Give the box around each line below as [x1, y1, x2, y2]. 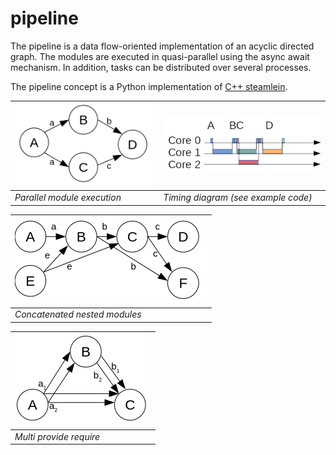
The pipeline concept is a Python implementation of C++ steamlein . [10, 80, 288, 92]
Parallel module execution [14, 192, 122, 204]
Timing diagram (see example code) [163, 192, 313, 204]
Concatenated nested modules [14, 308, 142, 321]
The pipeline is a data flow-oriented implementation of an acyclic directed [10, 40, 315, 52]
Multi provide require [14, 430, 101, 442]
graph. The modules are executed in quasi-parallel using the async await [10, 50, 310, 62]
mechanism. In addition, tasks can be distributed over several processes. [10, 61, 312, 73]
